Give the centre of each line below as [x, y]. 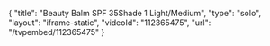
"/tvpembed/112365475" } [57, 32]
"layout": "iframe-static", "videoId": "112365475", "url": [110, 23]
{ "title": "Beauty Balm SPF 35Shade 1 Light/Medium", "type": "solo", [135, 13]
